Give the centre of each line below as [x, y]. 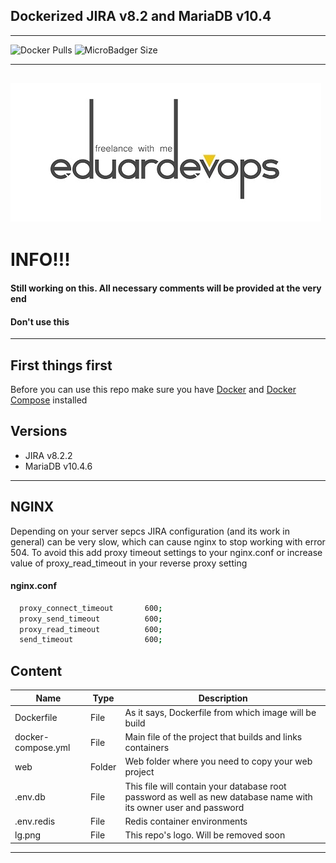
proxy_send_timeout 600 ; [91, 619]
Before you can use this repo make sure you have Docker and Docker [153, 389]
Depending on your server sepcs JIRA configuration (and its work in [150, 531]
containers [147, 748]
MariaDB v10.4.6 [58, 466]
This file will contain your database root [205, 786]
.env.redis [35, 821]
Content [36, 670]
